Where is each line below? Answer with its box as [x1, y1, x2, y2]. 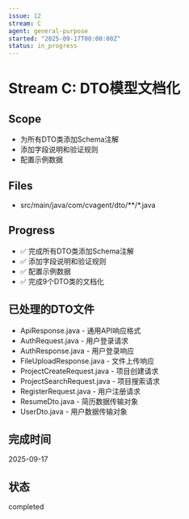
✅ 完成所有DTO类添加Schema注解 [19, 246, 135, 256]
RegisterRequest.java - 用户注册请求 [19, 386, 141, 396]
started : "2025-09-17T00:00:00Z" [8, 34, 121, 43]
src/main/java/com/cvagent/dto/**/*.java [19, 200, 156, 210]
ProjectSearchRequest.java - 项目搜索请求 [19, 376, 160, 385]
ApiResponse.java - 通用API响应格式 [19, 325, 141, 335]
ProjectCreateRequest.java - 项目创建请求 [19, 366, 159, 376]
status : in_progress [8, 42, 78, 50]
